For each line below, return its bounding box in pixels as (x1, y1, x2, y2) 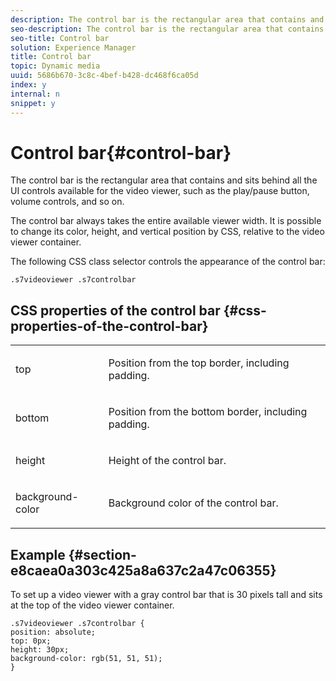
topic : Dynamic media (10, 61, 101, 71)
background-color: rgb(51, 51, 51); (10, 654, 163, 664)
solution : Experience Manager (10, 42, 137, 53)
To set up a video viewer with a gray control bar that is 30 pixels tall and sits (10, 589, 323, 601)
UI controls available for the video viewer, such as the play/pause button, (10, 185, 310, 197)
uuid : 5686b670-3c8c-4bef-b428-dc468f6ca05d (10, 71, 199, 81)
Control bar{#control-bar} (10, 141, 232, 164)
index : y (10, 80, 47, 90)
